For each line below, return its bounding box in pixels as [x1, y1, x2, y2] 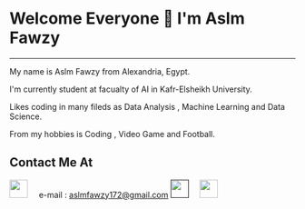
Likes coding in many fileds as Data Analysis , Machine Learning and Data [9, 101, 286, 112]
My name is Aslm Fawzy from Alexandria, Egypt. [9, 65, 191, 76]
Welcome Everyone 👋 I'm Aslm [9, 8, 245, 29]
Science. [9, 111, 43, 122]
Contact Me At [9, 154, 93, 171]
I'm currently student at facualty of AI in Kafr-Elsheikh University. [9, 84, 252, 95]
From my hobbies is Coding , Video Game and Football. [9, 128, 216, 139]
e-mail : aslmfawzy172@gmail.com [38, 189, 169, 200]
